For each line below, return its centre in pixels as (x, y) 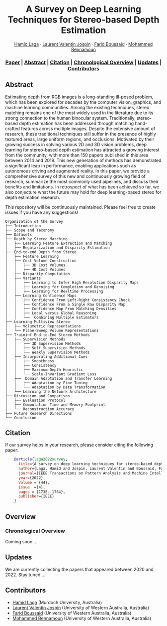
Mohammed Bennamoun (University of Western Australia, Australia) (82, 618)
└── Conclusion (21, 418)
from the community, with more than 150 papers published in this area (77, 155)
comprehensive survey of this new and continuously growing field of (75, 176)
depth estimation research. (33, 197)
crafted (13, 129)
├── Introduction (23, 226)
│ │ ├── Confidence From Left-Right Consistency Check (68, 300)
